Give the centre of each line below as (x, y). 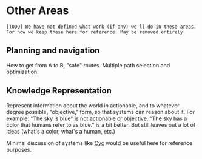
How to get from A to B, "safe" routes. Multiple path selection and (88, 65)
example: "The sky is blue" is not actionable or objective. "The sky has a (97, 118)
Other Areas (38, 11)
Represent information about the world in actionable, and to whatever (93, 105)
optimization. (22, 72)
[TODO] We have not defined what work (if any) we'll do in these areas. (102, 27)
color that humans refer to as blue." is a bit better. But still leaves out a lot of (101, 124)
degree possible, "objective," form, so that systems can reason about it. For (101, 112)
